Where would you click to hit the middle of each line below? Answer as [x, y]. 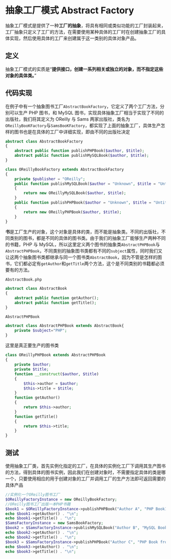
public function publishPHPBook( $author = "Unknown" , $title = [83, 203]
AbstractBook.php [24, 280]
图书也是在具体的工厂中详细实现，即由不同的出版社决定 [72, 132]
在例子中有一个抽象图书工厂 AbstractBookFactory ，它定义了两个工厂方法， [83, 106]
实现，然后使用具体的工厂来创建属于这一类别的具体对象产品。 [74, 38]
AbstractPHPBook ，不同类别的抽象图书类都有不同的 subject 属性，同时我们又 [84, 251]
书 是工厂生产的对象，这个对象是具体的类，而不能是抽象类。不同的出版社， [83, 232]
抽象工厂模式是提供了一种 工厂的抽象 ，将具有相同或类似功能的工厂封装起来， [85, 25]
